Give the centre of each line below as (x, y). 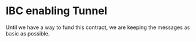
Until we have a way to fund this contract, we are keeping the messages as (98, 27)
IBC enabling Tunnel (56, 11)
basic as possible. (28, 33)
